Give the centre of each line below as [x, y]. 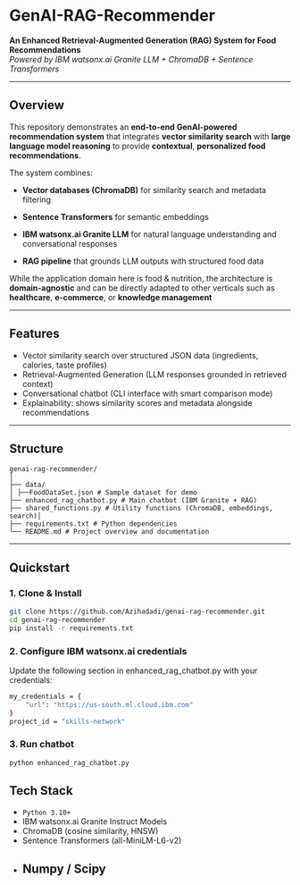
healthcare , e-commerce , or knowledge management [111, 297]
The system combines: [51, 173]
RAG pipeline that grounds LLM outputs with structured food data [143, 261]
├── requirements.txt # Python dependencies [93, 524]
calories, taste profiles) [64, 365]
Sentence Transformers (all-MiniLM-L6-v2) [102, 840]
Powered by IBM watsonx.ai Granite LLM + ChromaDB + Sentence [131, 59]
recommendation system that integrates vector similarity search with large [150, 136]
